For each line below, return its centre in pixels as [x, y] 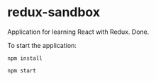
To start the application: [42, 45]
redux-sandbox [54, 12]
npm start [22, 70]
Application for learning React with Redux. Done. [78, 32]
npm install [25, 58]
